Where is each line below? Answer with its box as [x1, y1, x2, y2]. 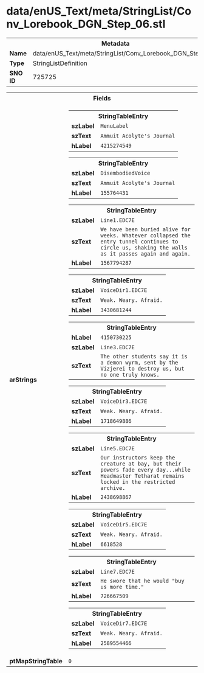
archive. [100, 484, 126, 491]
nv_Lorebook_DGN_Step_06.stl [6, 17, 166, 31]
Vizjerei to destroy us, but [100, 365, 185, 372]
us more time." [100, 583, 144, 590]
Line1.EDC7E [100, 217, 135, 223]
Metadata [101, 39, 130, 47]
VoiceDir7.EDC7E [100, 619, 148, 627]
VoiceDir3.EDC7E [100, 397, 148, 405]
